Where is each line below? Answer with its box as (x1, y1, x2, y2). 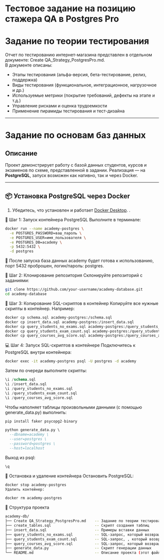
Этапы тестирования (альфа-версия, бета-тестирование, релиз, (12, 72, 147, 78)
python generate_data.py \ (5, 428, 60, 432)
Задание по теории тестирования (5, 36, 149, 47)
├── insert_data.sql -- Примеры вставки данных (5, 527, 150, 533)
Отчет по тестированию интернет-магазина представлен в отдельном (5, 52, 152, 58)
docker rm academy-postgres (5, 495, 62, 501)
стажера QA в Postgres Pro (5, 13, 119, 24)
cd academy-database (5, 292, 47, 297)
